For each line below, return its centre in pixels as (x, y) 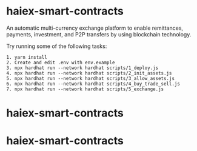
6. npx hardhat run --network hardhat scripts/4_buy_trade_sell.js (93, 84)
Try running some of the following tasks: (57, 46)
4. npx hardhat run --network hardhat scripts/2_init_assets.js (89, 73)
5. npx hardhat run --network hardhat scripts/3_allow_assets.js (90, 78)
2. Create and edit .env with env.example (61, 62)
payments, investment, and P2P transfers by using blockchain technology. (99, 34)
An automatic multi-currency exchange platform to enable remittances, (95, 28)
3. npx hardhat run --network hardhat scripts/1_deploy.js (82, 68)
